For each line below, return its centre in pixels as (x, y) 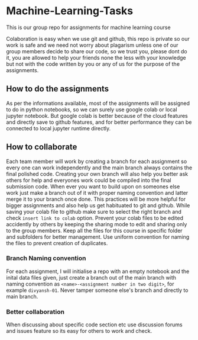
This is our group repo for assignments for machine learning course (88, 27)
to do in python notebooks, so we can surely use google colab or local (92, 109)
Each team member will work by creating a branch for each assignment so (97, 161)
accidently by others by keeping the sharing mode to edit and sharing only (97, 224)
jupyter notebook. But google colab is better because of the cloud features (97, 116)
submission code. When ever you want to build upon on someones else (93, 186)
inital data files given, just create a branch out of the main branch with (91, 277)
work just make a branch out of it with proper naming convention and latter (97, 193)
